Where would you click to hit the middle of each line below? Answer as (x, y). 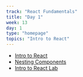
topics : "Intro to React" (38, 39)
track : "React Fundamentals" (42, 11)
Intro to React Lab (36, 68)
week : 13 (17, 22)
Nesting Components (40, 62)
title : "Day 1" (25, 17)
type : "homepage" (27, 34)
